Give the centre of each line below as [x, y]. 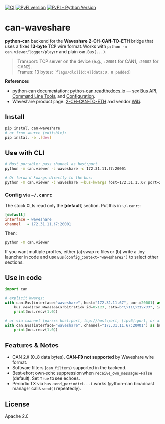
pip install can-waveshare [33, 128]
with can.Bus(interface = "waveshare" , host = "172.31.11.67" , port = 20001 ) [80, 303]
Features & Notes [32, 345]
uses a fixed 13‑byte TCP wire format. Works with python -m [66, 46]
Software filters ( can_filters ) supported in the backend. [69, 368]
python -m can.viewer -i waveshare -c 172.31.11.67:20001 [66, 169]
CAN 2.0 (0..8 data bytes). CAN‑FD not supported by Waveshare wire [83, 357]
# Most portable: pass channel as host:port [51, 164]
